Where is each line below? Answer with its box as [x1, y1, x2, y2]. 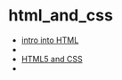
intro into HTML [20, 35, 79, 45]
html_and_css [8, 5, 113, 26]
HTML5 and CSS [20, 53, 83, 64]
